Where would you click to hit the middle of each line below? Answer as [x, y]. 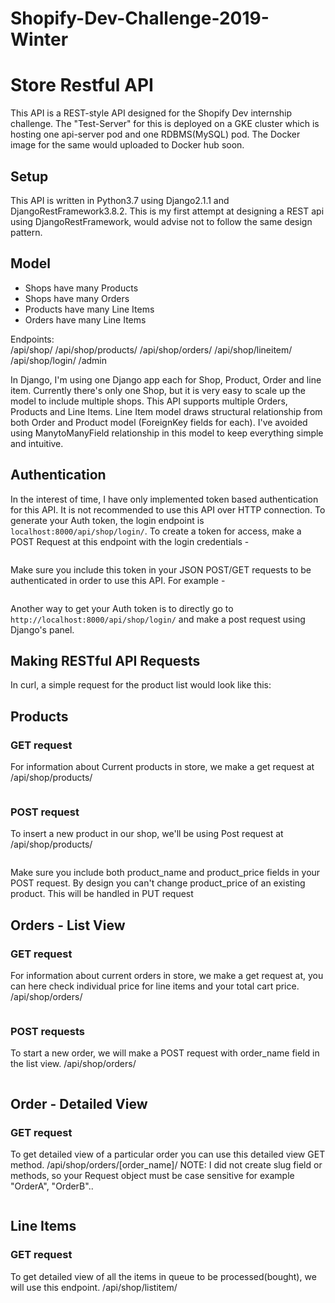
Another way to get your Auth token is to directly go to [122, 608]
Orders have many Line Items [85, 319]
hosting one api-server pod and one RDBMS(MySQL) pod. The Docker [155, 134]
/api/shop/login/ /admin [59, 360]
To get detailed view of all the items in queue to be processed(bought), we [163, 1276]
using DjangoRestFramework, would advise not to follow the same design [161, 221]
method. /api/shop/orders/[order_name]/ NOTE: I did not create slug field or [166, 1165]
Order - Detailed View [79, 1103]
